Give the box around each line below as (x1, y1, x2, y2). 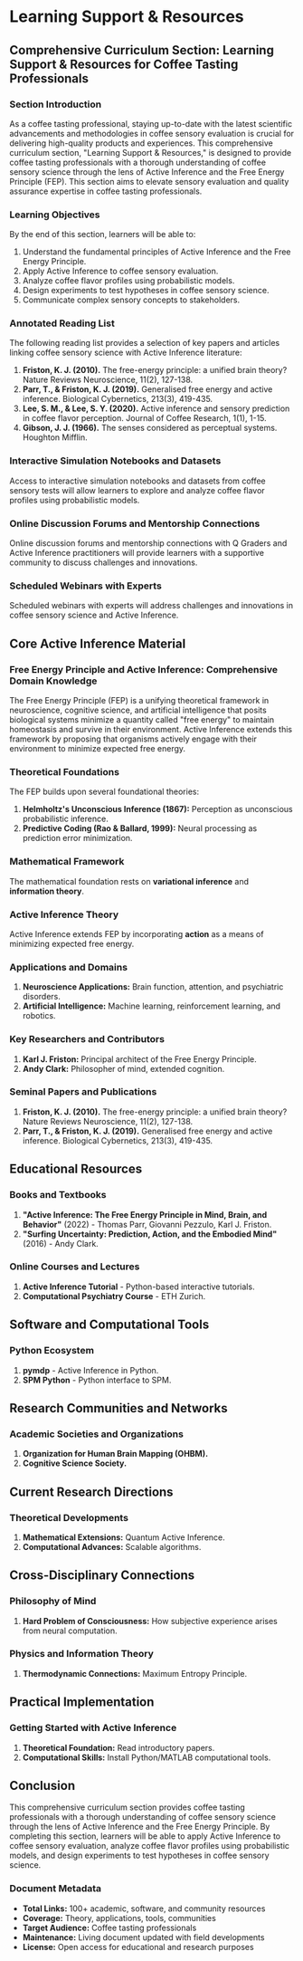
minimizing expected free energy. (9, 938, 135, 949)
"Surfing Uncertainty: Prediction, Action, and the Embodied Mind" (22, 1229, 278, 1239)
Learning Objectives (9, 208, 101, 221)
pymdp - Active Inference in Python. (22, 1364, 159, 1375)
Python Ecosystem (9, 1344, 95, 1357)
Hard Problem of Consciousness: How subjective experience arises (22, 1615, 279, 1626)
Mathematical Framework (9, 856, 125, 868)
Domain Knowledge (9, 674, 98, 687)
